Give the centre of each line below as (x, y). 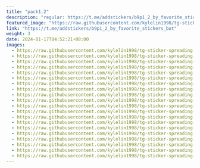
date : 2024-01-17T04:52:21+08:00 (48, 39)
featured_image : (26, 23)
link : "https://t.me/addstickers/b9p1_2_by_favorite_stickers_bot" (92, 28)
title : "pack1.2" (28, 12)
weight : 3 (18, 34)
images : (16, 45)
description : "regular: (36, 17)
